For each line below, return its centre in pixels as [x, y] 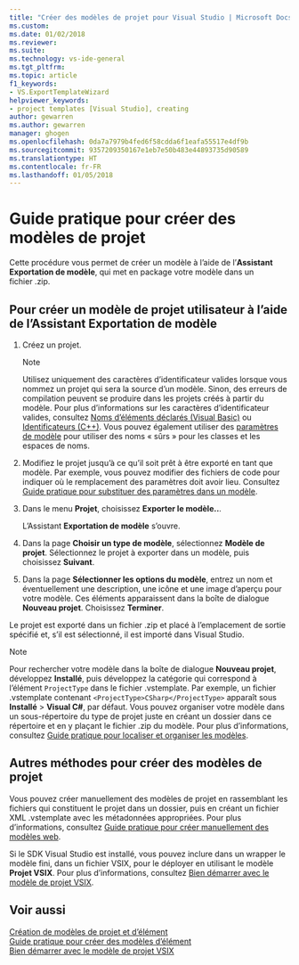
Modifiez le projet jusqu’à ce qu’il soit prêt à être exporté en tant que [147, 463]
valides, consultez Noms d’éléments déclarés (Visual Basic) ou [137, 417]
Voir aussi [37, 910]
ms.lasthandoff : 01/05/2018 [61, 175]
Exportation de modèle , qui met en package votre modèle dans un [132, 272]
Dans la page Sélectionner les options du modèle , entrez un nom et [147, 579]
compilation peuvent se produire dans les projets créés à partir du [143, 398]
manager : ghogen [39, 134]
